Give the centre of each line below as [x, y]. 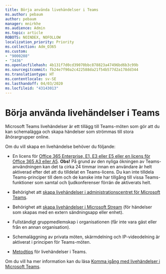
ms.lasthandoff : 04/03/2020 [34, 83]
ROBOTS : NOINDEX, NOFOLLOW [33, 38]
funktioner [23, 183]
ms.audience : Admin [25, 28]
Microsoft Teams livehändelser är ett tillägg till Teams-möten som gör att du [83, 127]
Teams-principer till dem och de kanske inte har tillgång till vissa [78, 177]
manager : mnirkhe [23, 24]
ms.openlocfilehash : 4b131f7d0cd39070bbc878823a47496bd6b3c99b [72, 65]
